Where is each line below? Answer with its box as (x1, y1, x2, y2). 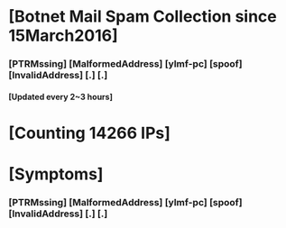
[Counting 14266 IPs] (8, 123, 171, 143)
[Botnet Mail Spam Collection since (8, 6, 277, 27)
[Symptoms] (8, 164, 104, 185)
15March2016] (8, 25, 118, 46)
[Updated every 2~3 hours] (8, 91, 114, 102)
